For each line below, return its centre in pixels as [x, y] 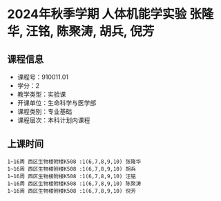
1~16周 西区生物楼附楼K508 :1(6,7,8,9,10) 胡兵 [71, 169]
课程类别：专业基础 [45, 112]
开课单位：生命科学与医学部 [57, 103]
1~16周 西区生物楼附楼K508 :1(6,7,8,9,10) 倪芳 [71, 191]
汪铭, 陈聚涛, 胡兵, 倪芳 [90, 31]
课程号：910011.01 [43, 77]
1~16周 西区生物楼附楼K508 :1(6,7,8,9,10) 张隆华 [74, 162]
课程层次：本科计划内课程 [54, 120]
